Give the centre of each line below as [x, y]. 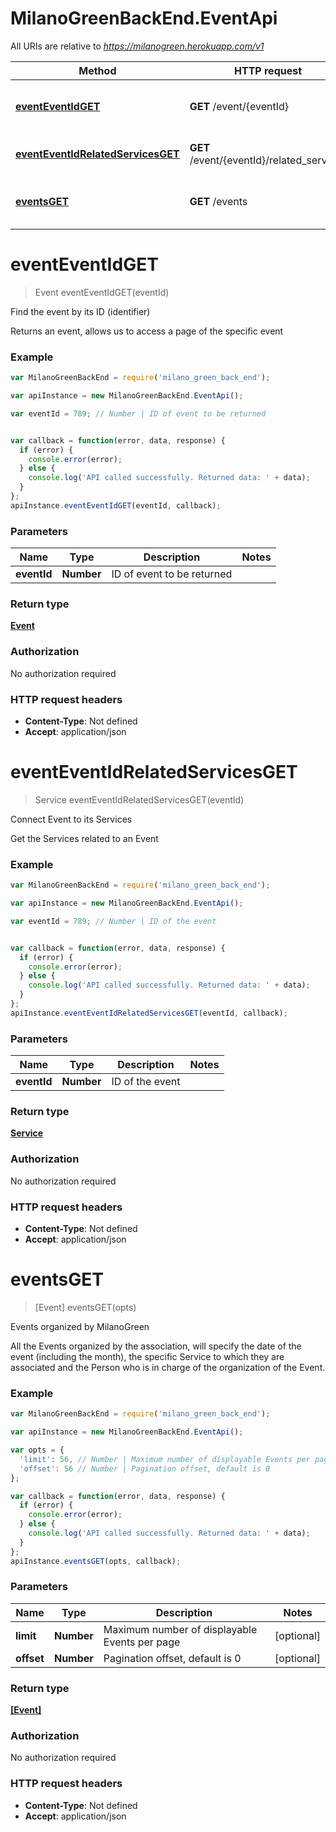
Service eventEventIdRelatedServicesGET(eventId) [139, 799]
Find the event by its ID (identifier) [80, 311]
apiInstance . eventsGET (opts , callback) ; [96, 1561]
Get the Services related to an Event [84, 838]
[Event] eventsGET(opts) [85, 1307]
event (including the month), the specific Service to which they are [147, 1356]
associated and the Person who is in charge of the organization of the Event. [168, 1367]
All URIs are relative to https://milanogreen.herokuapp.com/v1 [137, 46]
